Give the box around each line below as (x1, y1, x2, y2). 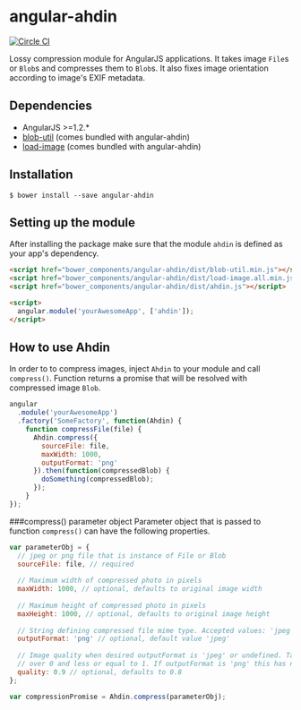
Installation (9, 167, 73, 183)
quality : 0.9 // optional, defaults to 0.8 (17, 667, 182, 677)
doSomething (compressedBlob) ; (41, 475, 154, 484)
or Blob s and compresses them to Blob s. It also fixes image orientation (9, 63, 269, 73)
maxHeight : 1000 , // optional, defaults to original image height (17, 609, 271, 619)
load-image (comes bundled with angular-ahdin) (21, 141, 202, 151)
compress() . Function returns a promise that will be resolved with (9, 373, 248, 384)
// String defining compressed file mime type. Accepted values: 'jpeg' (17, 626, 295, 635)
